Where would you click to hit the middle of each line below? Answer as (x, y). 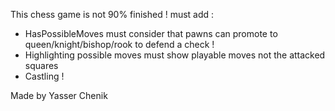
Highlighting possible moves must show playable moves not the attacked (175, 55)
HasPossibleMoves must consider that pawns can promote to (151, 33)
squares (41, 65)
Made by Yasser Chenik (59, 95)
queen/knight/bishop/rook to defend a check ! (119, 44)
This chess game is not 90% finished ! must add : (112, 14)
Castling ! (44, 76)
